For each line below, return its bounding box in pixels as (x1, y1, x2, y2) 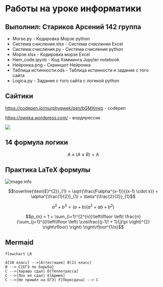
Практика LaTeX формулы (5, 166, 91, 174)
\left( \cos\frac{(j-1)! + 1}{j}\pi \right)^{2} (68, 219, 150, 225)
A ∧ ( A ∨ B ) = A (67, 151, 99, 157)
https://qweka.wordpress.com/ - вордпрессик (5, 115, 101, 121)
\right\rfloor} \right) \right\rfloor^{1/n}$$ (42, 224, 124, 230)
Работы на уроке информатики (5, 3, 141, 14)
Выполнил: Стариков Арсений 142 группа (5, 23, 141, 31)
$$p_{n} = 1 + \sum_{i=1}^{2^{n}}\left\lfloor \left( (25, 213, 124, 220)
